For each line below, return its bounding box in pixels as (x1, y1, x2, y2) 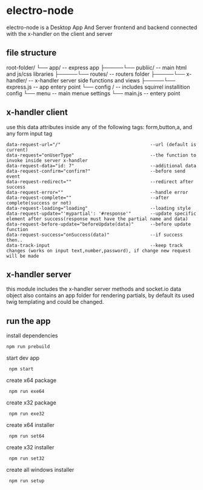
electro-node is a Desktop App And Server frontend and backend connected (6, 24, 198, 31)
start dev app (6, 354, 40, 361)
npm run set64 (8, 433, 45, 440)
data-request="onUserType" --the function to (6, 152, 197, 158)
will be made (6, 253, 39, 259)
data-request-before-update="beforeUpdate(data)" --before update (6, 221, 191, 227)
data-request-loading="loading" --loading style (6, 205, 191, 211)
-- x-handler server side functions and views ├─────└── (28, 76, 176, 84)
